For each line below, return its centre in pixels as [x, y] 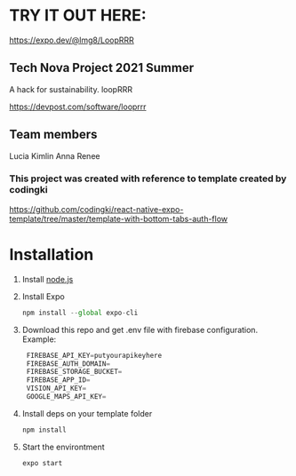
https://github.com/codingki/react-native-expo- [96, 209]
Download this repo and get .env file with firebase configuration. [140, 329]
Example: [39, 339]
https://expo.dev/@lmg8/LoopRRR [72, 40]
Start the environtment [63, 447]
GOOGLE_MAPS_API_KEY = [66, 397]
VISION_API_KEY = [56, 389]
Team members [53, 135]
